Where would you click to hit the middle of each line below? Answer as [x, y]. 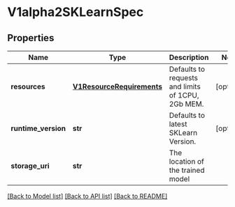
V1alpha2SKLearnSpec [76, 12]
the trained [187, 170]
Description [189, 58]
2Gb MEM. [186, 104]
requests [183, 78]
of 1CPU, [184, 95]
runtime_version [38, 128]
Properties [31, 38]
